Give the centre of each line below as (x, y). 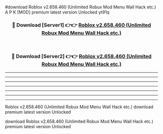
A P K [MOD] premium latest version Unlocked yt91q (57, 12)
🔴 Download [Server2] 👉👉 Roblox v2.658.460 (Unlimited (81, 56)
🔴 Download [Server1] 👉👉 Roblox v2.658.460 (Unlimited (81, 25)
